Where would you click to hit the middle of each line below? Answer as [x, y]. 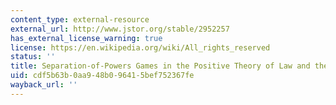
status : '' [33, 57]
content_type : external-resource [80, 19]
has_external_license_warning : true [86, 38]
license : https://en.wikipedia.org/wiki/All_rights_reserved [140, 47]
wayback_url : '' [44, 85]
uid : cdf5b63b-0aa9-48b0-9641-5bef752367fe [102, 76]
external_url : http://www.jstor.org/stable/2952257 [120, 29]
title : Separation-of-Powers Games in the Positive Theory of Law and [160, 66]
